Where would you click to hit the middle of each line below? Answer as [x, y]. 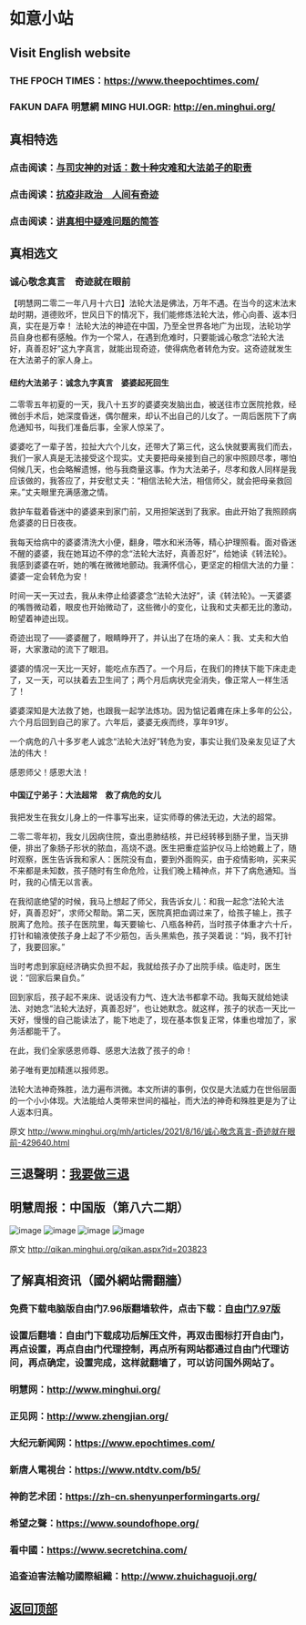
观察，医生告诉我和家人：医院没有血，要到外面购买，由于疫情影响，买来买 [157, 859]
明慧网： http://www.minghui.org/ [85, 1390]
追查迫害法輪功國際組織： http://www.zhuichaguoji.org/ [133, 1577]
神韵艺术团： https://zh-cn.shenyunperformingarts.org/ [135, 1497]
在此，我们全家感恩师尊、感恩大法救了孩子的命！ [101, 1050]
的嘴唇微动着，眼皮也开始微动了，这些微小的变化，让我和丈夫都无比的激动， [153, 608]
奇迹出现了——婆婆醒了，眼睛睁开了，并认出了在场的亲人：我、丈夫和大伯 [149, 638]
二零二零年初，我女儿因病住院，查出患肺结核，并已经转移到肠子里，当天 [145, 836]
